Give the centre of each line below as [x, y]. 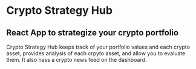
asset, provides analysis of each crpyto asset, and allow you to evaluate [96, 53]
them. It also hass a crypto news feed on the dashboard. [77, 60]
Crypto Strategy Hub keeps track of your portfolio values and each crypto [98, 47]
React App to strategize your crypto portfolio [93, 33]
